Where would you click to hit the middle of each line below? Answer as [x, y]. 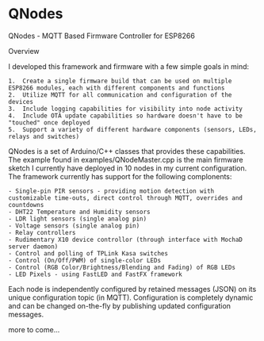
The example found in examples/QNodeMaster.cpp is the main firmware [126, 159]
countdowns [26, 205]
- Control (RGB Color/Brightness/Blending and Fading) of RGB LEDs [122, 267]
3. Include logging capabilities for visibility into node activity [126, 109]
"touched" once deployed [49, 123]
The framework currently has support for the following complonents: [120, 176]
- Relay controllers [42, 232]
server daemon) [33, 247]
